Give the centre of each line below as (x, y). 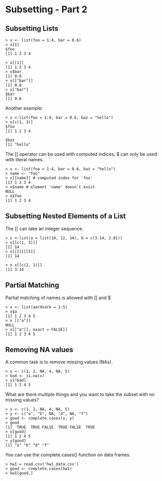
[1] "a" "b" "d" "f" (27, 446)
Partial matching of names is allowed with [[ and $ (58, 298)
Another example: (24, 108)
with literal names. (25, 160)
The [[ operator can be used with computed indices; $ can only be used (81, 154)
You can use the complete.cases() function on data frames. (68, 455)
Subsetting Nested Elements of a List (66, 216)
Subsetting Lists (32, 29)
